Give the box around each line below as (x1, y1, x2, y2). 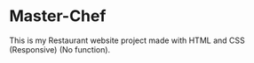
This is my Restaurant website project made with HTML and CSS (9, 35, 246, 45)
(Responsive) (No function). (9, 44, 111, 54)
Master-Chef (9, 6, 107, 26)
